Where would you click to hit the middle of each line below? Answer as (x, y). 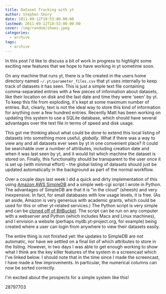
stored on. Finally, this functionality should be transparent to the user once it (83, 159)
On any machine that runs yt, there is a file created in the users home (76, 75)
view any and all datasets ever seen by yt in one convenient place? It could (82, 143)
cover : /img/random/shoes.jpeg (37, 28)
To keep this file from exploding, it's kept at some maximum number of (77, 102)
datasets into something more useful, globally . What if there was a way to (80, 138)
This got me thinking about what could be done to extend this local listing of (83, 132)
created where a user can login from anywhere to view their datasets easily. (83, 227)
